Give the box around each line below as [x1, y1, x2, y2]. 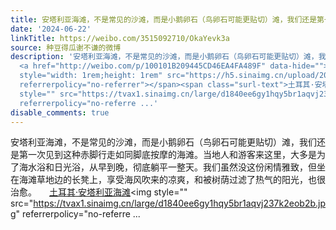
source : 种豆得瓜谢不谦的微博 [10, 42, 122, 53]
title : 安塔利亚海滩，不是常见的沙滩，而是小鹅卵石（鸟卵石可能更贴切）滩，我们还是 [10, 14, 318, 25]
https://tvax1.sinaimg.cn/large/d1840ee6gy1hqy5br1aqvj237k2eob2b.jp [33, 197, 326, 210]
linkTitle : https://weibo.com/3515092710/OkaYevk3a [10, 33, 230, 43]
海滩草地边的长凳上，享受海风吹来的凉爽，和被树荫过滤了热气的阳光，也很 [18, 174, 326, 186]
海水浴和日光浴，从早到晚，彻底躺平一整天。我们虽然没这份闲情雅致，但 [18, 161, 317, 173]
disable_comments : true [10, 107, 110, 118]
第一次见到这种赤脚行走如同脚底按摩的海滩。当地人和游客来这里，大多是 [18, 149, 317, 161]
